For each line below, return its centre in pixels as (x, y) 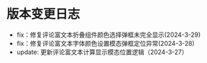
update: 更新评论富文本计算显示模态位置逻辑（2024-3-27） (102, 52)
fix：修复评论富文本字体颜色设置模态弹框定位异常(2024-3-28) (106, 43)
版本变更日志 (44, 14)
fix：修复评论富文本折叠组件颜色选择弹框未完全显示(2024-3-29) (109, 35)
